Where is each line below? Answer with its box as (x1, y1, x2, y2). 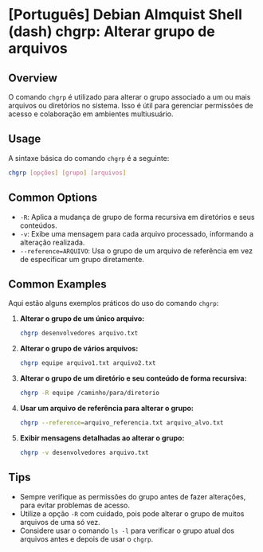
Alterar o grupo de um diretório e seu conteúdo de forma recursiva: (19, 374, 247, 383)
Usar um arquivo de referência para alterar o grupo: (19, 403, 194, 413)
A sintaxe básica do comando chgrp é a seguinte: (8, 153, 170, 162)
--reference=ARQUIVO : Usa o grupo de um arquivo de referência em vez (19, 245, 253, 256)
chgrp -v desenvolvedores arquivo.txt (19, 448, 149, 456)
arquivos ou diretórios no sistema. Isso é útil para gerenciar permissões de (8, 101, 253, 110)
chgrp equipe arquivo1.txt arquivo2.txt (19, 359, 156, 367)
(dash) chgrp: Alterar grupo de (8, 22, 215, 41)
